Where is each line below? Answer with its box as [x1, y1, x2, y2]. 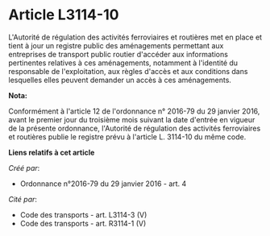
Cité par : [8, 194, 38, 204]
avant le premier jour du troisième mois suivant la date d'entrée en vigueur [8, 114, 255, 124]
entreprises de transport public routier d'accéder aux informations [8, 49, 228, 59]
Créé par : [8, 163, 40, 172]
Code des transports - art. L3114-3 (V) [19, 209, 147, 219]
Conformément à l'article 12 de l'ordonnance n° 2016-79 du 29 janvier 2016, [8, 106, 260, 116]
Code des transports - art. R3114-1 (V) [19, 218, 147, 228]
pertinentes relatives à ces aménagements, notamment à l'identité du [8, 58, 239, 68]
